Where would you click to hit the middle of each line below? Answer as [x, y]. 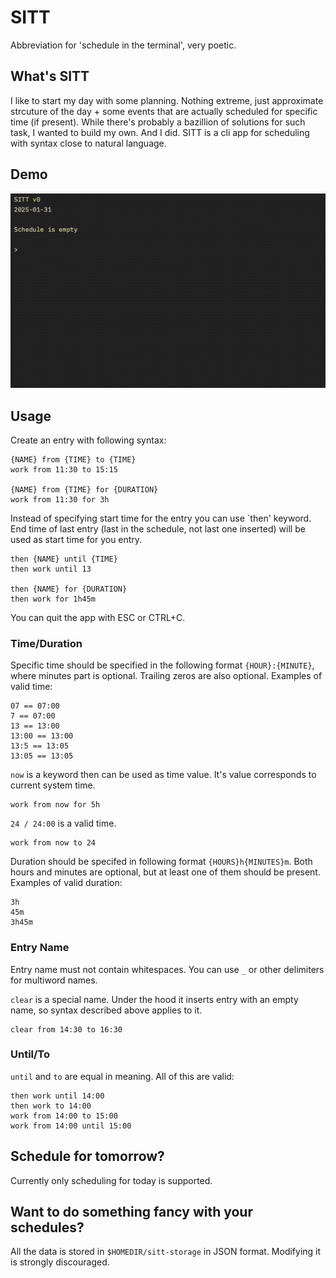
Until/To [30, 1054]
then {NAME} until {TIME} [64, 559]
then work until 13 [51, 569]
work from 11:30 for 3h [60, 499]
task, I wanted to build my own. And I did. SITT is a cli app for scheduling [160, 132]
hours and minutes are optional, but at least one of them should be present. [165, 872]
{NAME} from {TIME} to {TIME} [73, 459]
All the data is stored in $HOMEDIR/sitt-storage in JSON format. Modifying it [166, 1252]
